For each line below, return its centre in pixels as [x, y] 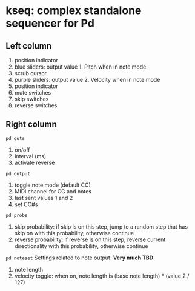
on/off [22, 150]
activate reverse [35, 162]
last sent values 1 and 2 [44, 198]
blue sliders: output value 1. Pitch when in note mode [80, 67]
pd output [18, 173]
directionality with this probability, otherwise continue [81, 246]
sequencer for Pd [50, 23]
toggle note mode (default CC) [53, 185]
